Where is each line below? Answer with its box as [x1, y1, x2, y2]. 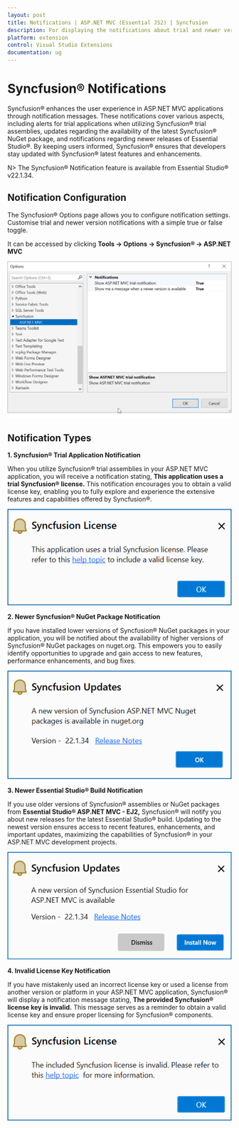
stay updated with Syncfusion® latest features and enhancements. [7, 150, 203, 158]
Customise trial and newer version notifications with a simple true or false [7, 218, 223, 227]
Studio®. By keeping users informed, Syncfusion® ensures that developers [7, 142, 226, 150]
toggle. [7, 225, 28, 234]
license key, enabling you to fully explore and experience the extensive [7, 487, 216, 496]
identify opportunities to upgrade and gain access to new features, [7, 648, 203, 657]
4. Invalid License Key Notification [7, 966, 111, 975]
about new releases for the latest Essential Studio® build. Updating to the [7, 815, 222, 824]
